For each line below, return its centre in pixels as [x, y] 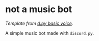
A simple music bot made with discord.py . [50, 33]
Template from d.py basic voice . [39, 23]
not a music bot [39, 9]
